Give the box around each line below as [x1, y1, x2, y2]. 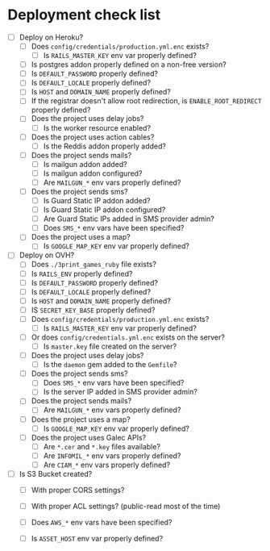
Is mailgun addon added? [43, 159, 127, 169]
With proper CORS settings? [31, 485, 125, 495]
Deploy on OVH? [19, 250, 74, 260]
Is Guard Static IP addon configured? [43, 205, 166, 215]
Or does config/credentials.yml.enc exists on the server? [31, 332, 225, 342]
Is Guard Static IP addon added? [43, 196, 151, 205]
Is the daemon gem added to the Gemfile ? [43, 360, 177, 369]
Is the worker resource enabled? [43, 123, 151, 132]
